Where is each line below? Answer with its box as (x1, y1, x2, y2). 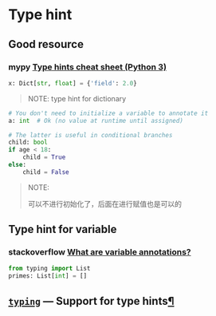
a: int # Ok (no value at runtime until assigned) (8, 117, 183, 124)
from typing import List (8, 265, 91, 273)
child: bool (8, 138, 48, 147)
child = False (22, 168, 69, 176)
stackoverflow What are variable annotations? (8, 247, 191, 258)
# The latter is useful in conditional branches (8, 131, 173, 139)
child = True (22, 153, 66, 161)
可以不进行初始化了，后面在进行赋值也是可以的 (27, 199, 182, 208)
